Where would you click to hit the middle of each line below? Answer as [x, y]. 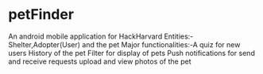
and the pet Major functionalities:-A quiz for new [161, 44]
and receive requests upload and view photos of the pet [100, 61]
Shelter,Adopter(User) [44, 44]
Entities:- [179, 36]
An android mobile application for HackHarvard [85, 36]
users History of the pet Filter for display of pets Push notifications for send [132, 53]
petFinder [41, 15]
